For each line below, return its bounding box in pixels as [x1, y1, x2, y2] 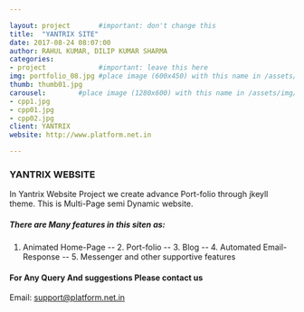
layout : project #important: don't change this [9, 21, 217, 30]
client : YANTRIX [9, 122, 71, 131]
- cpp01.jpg [9, 105, 54, 114]
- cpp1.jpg [9, 97, 51, 106]
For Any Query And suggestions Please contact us [9, 272, 204, 283]
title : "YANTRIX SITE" [9, 29, 100, 39]
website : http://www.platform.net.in [9, 130, 152, 140]
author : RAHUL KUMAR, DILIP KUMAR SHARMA [9, 46, 168, 55]
